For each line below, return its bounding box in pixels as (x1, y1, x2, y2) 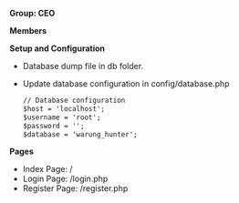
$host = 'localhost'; (22, 104, 105, 113)
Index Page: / (22, 164, 73, 175)
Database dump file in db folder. (22, 61, 144, 71)
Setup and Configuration (9, 43, 106, 54)
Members (9, 25, 47, 36)
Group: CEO (9, 8, 56, 18)
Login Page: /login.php (22, 173, 109, 185)
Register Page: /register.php (22, 183, 129, 194)
